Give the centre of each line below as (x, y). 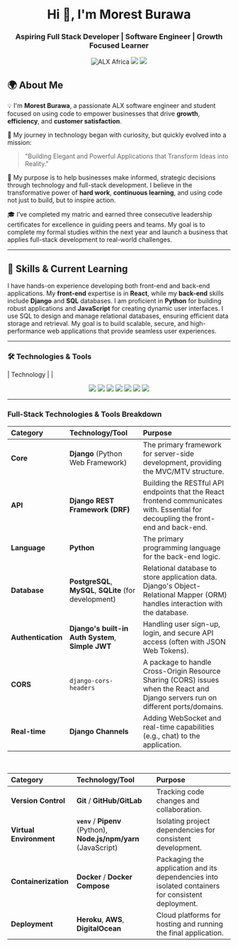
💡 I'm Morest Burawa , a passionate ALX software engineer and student (112, 106)
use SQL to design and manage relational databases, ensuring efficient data (118, 316)
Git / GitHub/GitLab (109, 800)
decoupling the (168, 518)
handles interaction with (183, 603)
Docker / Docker (104, 877)
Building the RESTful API (183, 483)
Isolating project (183, 821)
